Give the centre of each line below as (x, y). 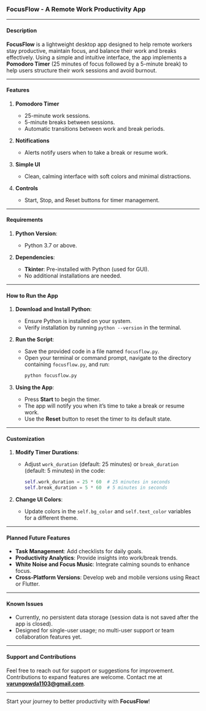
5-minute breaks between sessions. (70, 122)
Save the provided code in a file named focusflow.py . (92, 351)
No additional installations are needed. (73, 276)
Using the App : (35, 387)
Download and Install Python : (53, 309)
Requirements (25, 220)
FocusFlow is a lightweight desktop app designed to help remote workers (99, 44)
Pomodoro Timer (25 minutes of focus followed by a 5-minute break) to (97, 64)
